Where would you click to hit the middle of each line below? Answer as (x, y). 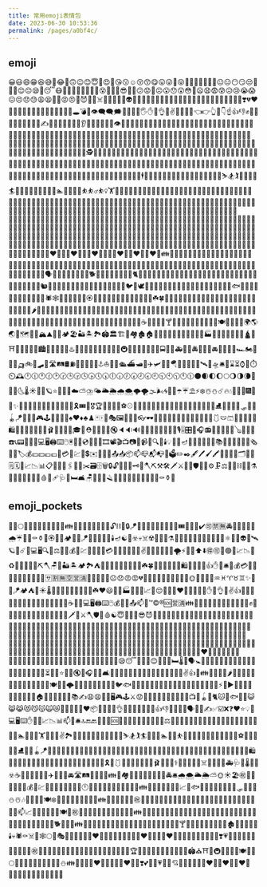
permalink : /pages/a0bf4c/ (53, 30)
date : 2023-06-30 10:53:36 (53, 23)
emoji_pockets (45, 506)
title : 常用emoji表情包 (45, 16)
